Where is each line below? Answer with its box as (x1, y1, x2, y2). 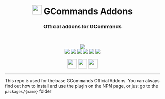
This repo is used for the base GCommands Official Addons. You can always (5, 78, 160, 84)
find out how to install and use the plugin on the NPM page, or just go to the (5, 83, 159, 89)
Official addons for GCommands (43, 24, 122, 30)
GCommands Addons (43, 6, 133, 17)
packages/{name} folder (5, 88, 52, 94)
